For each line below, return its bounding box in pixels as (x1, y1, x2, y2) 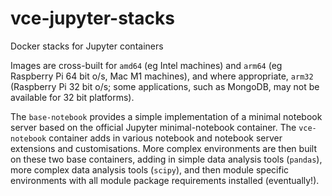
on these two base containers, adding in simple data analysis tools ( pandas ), (10, 153, 323, 165)
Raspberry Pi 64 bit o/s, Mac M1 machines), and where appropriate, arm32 (10, 70, 314, 82)
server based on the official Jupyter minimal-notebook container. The (10, 121, 297, 133)
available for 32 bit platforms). (10, 91, 135, 103)
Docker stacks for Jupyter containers (10, 40, 164, 52)
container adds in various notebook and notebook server (48, 132, 283, 144)
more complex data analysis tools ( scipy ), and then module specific (10, 163, 290, 176)
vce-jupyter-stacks (10, 7, 175, 30)
